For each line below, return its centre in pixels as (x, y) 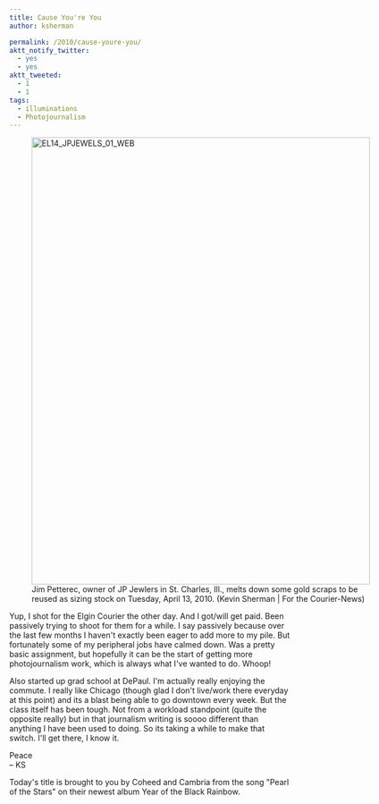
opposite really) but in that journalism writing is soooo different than (134, 719)
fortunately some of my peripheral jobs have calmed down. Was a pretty (142, 645)
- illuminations (47, 108)
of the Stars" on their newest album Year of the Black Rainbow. (125, 791)
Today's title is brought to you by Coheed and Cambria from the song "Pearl (149, 783)
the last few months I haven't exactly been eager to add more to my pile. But (150, 635)
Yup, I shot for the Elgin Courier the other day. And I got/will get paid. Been (147, 616)
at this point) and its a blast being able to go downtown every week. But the (148, 700)
